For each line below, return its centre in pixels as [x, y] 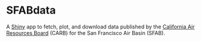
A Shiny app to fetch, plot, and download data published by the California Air [100, 27]
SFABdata [31, 10]
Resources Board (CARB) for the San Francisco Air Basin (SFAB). [86, 33]
